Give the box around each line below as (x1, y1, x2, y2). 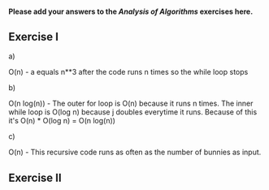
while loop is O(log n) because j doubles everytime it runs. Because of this (8, 107, 258, 117)
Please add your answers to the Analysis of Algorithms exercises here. (8, 6, 254, 16)
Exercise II (8, 171, 63, 184)
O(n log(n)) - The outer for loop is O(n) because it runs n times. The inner (8, 98, 254, 109)
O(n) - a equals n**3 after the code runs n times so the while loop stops (8, 67, 249, 77)
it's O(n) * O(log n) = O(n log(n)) (8, 116, 116, 126)
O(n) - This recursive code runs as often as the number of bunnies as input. (8, 147, 262, 158)
